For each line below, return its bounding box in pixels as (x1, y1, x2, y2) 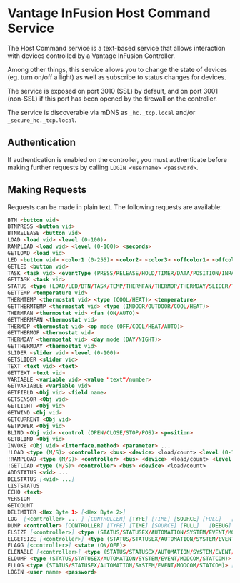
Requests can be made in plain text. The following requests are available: (7, 202, 223, 211)
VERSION (7, 495, 31, 503)
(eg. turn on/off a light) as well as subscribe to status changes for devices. (7, 73, 226, 81)
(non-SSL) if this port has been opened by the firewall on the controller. (7, 94, 218, 103)
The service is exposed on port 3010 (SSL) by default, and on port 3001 (7, 86, 218, 95)
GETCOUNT (7, 502, 34, 509)
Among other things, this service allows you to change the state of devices (7, 65, 228, 74)
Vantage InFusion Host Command (7, 5, 211, 21)
